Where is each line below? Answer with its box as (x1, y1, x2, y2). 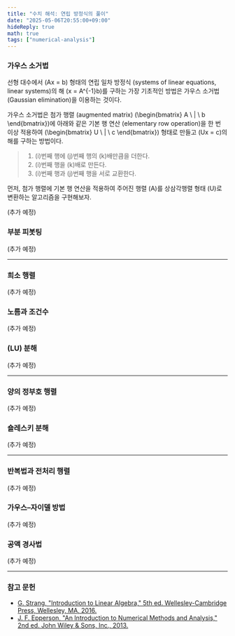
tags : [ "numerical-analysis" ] (7, 37, 96, 44)
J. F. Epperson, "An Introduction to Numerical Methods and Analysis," (17, 614, 218, 622)
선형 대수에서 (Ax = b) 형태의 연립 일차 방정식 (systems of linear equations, (7, 78, 217, 86)
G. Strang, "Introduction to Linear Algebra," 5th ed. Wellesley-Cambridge (17, 599, 227, 607)
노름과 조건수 (7, 307, 49, 317)
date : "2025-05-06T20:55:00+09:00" (7, 17, 111, 24)
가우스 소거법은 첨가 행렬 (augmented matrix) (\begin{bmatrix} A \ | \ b (7, 110, 206, 119)
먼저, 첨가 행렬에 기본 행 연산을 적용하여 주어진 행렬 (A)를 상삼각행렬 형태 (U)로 (7, 184, 222, 193)
